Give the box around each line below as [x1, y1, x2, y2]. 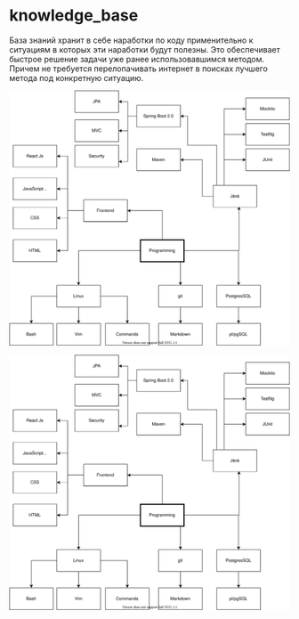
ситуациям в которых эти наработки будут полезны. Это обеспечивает [9, 44, 280, 54]
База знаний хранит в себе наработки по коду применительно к [9, 35, 254, 45]
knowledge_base [9, 5, 139, 26]
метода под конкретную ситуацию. [9, 72, 144, 83]
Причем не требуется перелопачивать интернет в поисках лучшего [9, 63, 269, 74]
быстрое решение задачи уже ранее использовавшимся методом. [9, 53, 265, 64]
